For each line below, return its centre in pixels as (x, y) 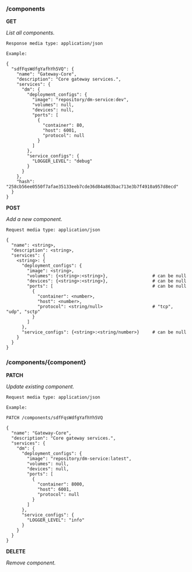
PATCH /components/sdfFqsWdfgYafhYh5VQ (55, 418)
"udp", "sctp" (23, 312)
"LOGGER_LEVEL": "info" (56, 520)
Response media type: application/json (55, 44)
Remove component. (31, 563)
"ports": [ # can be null (107, 286)
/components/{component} (46, 363)
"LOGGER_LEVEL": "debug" (62, 161)
